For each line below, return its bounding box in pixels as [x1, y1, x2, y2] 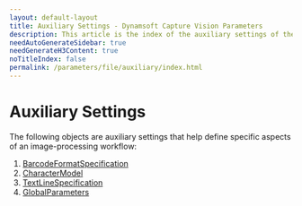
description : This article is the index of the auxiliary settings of [9, 30, 280, 39]
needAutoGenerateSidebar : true [9, 38, 127, 47]
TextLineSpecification [22, 176, 103, 188]
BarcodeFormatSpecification [22, 158, 129, 168]
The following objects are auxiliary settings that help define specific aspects [9, 131, 291, 142]
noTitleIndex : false [9, 55, 87, 64]
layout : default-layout [9, 13, 99, 22]
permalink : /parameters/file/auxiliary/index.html [9, 64, 203, 73]
